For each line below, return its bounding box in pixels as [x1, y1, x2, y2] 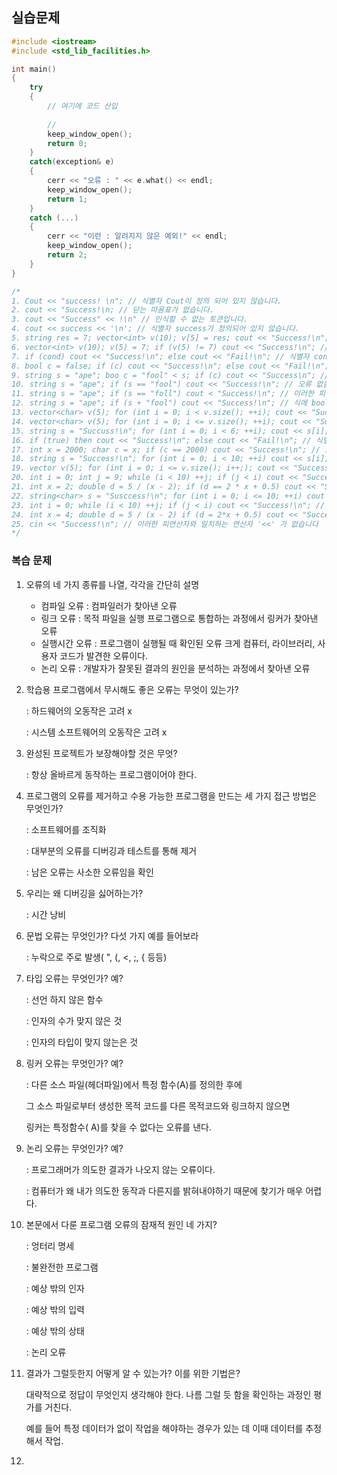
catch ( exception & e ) [29, 157, 115, 167]
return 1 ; [47, 194, 88, 204]
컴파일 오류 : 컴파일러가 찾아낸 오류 [40, 599, 178, 612]
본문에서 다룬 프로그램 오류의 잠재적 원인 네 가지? [25, 1218, 218, 1230]
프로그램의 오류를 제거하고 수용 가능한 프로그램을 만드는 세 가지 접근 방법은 [25, 789, 318, 802]
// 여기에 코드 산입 [47, 101, 118, 112]
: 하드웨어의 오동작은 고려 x [25, 704, 133, 717]
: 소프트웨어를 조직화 [25, 823, 107, 835]
